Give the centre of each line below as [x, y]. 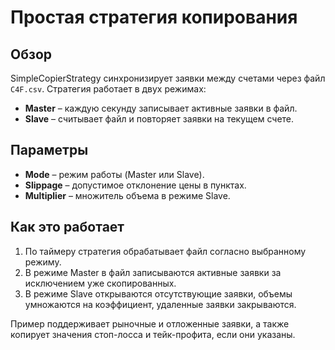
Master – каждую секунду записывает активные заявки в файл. [161, 108]
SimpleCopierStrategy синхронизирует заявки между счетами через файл [168, 78]
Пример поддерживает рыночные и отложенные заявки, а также [150, 323]
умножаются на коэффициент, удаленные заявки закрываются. [160, 304]
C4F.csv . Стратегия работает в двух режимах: [108, 89]
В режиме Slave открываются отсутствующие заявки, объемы [158, 293]
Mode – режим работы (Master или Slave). [114, 174]
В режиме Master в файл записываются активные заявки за [153, 272]
